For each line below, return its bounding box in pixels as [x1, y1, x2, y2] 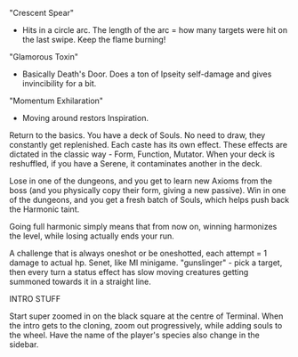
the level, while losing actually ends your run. [9, 231, 175, 241]
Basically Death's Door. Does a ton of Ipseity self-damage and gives [21, 69, 272, 79]
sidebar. [9, 339, 39, 350]
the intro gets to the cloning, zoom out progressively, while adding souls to [9, 320, 283, 330]
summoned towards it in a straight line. [9, 276, 151, 287]
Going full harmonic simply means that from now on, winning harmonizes [9, 222, 278, 231]
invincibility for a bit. [21, 78, 97, 88]
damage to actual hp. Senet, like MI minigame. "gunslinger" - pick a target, [9, 257, 283, 268]
